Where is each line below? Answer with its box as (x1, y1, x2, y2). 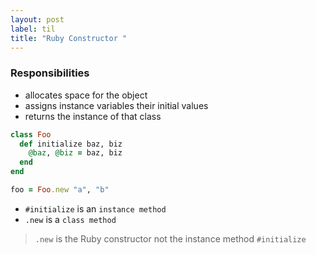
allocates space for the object (24, 89, 148, 101)
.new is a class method (24, 213, 117, 225)
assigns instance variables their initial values (24, 99, 209, 111)
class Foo (10, 129, 52, 140)
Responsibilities (10, 66, 90, 80)
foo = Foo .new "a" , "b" (10, 185, 110, 195)
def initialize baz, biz (19, 139, 123, 149)
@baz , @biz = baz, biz (28, 148, 123, 158)
